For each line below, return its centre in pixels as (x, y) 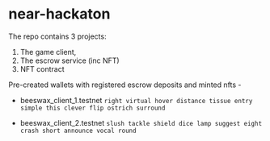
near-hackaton (59, 14)
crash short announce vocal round (78, 131)
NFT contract (42, 68)
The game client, (48, 52)
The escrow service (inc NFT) (70, 60)
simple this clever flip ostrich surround (93, 108)
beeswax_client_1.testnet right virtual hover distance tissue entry (136, 100)
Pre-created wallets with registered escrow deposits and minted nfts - (125, 85)
